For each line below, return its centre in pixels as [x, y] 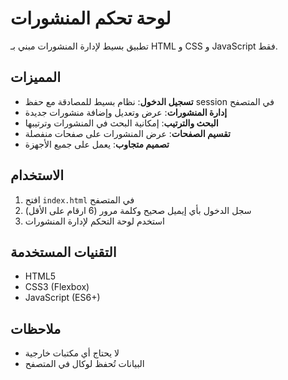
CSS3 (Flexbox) [57, 287]
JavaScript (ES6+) [62, 298]
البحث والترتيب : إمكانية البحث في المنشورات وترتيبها [121, 123]
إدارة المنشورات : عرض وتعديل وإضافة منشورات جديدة [126, 112]
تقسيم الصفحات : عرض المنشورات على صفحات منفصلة [127, 133]
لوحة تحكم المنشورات [91, 18]
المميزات [36, 77]
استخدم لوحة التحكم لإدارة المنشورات [94, 221]
